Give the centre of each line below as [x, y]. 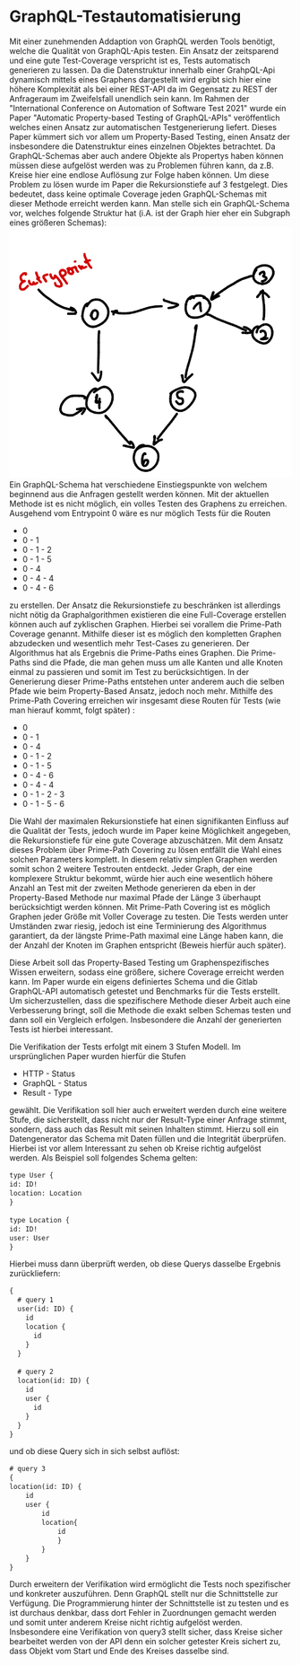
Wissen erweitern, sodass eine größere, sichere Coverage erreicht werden [147, 972]
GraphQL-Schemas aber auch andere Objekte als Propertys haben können [146, 155]
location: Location [46, 1193]
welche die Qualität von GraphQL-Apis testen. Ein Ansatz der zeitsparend [144, 50]
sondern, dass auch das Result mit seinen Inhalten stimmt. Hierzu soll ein [144, 1129]
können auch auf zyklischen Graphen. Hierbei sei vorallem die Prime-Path [146, 624]
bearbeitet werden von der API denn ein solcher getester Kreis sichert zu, [145, 1641]
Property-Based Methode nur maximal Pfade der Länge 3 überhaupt [135, 897]
